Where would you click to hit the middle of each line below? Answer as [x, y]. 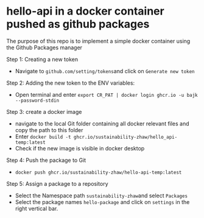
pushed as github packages [78, 24]
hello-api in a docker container [85, 11]
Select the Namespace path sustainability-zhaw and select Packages [101, 195]
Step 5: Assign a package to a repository [57, 183]
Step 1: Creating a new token [42, 59]
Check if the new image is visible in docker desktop [80, 148]
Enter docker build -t [43, 136]
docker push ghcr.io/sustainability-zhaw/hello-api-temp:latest [98, 172]
